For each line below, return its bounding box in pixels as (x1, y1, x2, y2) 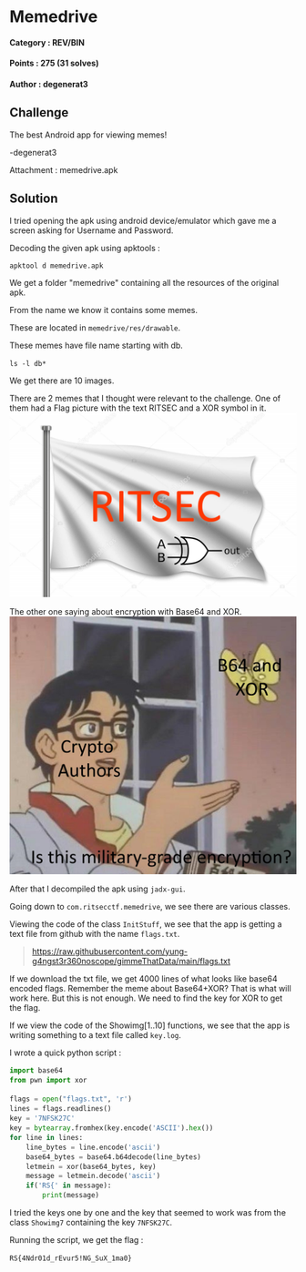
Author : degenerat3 (9, 78, 88, 89)
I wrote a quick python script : (9, 1047, 121, 1058)
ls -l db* (9, 359, 47, 368)
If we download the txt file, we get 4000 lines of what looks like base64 (9, 972, 278, 984)
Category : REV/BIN (9, 36, 85, 47)
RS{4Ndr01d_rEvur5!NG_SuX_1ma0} (9, 1254, 132, 1263)
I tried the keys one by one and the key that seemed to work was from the (9, 1207, 287, 1217)
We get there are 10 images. (9, 375, 115, 386)
